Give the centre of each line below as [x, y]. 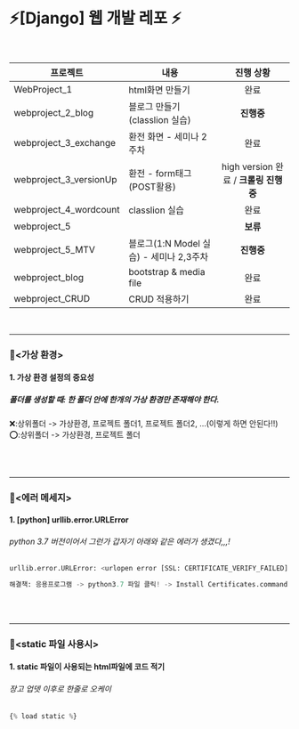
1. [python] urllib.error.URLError [69, 519]
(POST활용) [152, 186]
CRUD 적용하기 [159, 299]
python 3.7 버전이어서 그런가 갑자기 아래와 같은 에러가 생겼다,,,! [120, 541]
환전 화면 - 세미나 [164, 136]
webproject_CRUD [52, 298]
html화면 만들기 [159, 90]
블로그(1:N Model [164, 243]
